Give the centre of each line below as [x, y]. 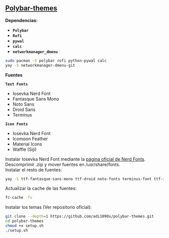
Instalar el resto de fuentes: [33, 170]
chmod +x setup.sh [24, 226]
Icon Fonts [17, 124]
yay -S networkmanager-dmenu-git [40, 65]
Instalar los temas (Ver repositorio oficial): [49, 207]
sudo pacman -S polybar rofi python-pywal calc [56, 61]
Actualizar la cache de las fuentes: [41, 188]
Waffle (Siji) [24, 149]
